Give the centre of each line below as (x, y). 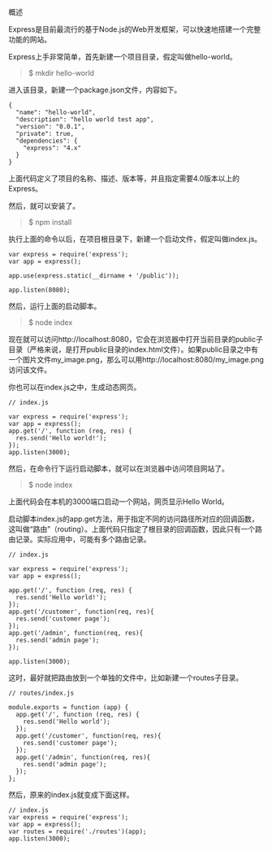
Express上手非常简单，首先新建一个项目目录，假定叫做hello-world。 (123, 57)
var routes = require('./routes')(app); (78, 831)
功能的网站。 (30, 39)
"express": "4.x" (52, 148)
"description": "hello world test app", (85, 120)
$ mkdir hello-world (61, 73)
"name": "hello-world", (56, 112)
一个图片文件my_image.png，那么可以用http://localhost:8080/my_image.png (136, 360)
